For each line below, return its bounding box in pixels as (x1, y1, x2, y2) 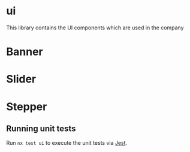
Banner (6, 45, 43, 59)
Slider (6, 72, 37, 86)
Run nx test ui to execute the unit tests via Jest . (6, 139, 128, 147)
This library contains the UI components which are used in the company (6, 24, 184, 31)
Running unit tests (6, 123, 76, 133)
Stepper (6, 100, 47, 113)
